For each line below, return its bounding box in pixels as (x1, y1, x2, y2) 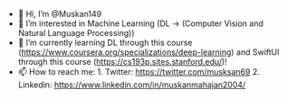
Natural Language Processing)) (17, 28, 135, 38)
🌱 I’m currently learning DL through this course (17, 37, 193, 48)
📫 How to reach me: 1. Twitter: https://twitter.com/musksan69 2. (17, 67, 260, 76)
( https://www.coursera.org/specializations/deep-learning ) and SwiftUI (17, 47, 280, 58)
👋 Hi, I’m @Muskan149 (17, 9, 102, 19)
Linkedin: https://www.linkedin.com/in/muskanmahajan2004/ (17, 79, 246, 90)
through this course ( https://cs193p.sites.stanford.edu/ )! (17, 57, 228, 67)
